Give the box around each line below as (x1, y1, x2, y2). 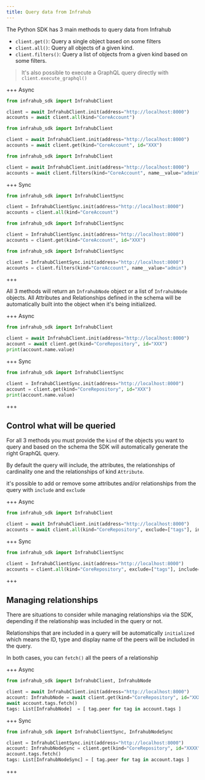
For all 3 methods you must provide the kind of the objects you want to (6, 437, 184, 444)
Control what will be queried (6, 421, 116, 431)
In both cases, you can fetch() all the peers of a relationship (6, 654, 159, 662)
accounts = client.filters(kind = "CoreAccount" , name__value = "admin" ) (6, 265, 187, 271)
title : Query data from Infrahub (6, 9, 92, 15)
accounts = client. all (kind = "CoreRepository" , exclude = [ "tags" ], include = (6, 566, 201, 572)
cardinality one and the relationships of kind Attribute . (6, 468, 145, 475)
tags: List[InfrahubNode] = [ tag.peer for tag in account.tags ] (6, 706, 182, 712)
